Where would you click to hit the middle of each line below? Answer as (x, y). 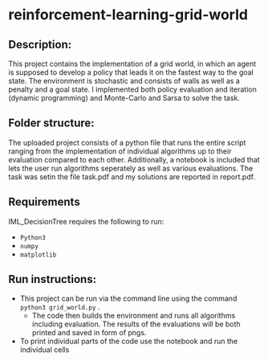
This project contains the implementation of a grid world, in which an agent (132, 64)
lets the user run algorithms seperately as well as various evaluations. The (131, 168)
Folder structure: (51, 123)
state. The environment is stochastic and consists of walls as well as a (124, 81)
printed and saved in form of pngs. (89, 333)
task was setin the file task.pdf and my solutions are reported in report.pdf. (132, 176)
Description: (40, 45)
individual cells (45, 350)
